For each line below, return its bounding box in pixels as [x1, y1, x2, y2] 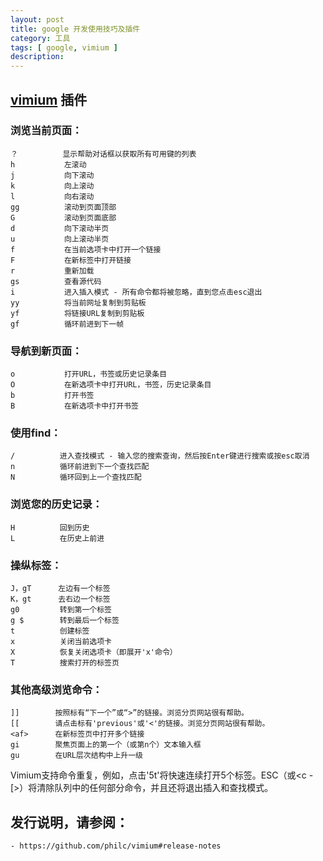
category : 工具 [10, 33, 71, 43]
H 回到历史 [10, 522, 90, 533]
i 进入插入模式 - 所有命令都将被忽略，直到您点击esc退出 [10, 287, 263, 297]
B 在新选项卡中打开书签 [10, 401, 139, 411]
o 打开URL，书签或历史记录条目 [10, 369, 168, 380]
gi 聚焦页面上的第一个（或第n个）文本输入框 [10, 740, 202, 750]
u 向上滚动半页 [10, 234, 110, 244]
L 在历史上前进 [10, 533, 105, 543]
